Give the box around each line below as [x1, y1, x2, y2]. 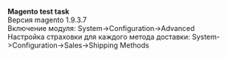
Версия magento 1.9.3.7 [7, 15, 88, 25]
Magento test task [7, 7, 70, 16]
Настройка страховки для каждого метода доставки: [7, 32, 190, 41]
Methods [119, 41, 149, 50]
